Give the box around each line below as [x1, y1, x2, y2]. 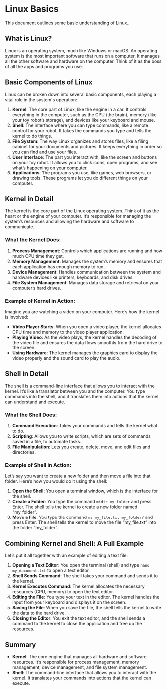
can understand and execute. [5, 399, 66, 405]
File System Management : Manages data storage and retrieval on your [12, 279, 159, 285]
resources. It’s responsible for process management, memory [12, 659, 139, 665]
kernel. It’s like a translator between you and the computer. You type [5, 388, 146, 394]
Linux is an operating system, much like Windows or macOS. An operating [5, 47, 158, 53]
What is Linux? [5, 34, 52, 43]
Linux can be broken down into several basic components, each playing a [5, 91, 156, 97]
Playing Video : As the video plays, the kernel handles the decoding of [12, 334, 157, 340]
